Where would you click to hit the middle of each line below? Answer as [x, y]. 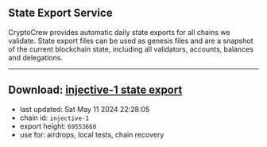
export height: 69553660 [58, 126]
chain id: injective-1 [54, 118]
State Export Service [60, 13]
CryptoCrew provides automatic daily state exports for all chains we [119, 32]
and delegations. [36, 57]
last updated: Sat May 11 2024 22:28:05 [85, 109]
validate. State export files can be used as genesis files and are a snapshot [131, 41]
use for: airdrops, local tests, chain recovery [92, 134]
